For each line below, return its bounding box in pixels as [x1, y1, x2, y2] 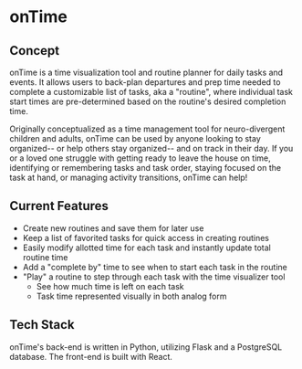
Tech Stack [9, 317, 75, 332]
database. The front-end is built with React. [9, 351, 173, 362]
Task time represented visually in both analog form [36, 290, 227, 301]
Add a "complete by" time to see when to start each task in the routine [22, 261, 287, 272]
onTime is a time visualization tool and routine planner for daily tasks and [9, 67, 284, 78]
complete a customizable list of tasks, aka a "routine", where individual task [9, 87, 294, 97]
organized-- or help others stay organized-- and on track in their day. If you [9, 143, 294, 153]
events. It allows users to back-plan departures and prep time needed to [9, 77, 281, 88]
